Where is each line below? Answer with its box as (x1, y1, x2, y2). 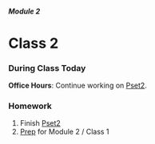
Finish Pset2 (19, 119, 62, 128)
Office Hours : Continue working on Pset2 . (8, 80, 148, 91)
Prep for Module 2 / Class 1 (19, 127, 109, 137)
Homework (8, 100, 52, 111)
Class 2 (8, 34, 59, 52)
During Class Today (8, 62, 86, 73)
